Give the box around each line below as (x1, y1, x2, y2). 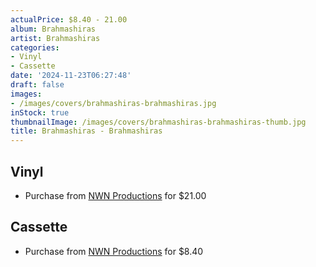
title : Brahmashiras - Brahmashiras (10, 126, 163, 136)
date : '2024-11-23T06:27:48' (10, 71, 132, 81)
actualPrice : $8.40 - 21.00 (10, 14, 128, 25)
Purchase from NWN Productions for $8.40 (24, 245, 204, 257)
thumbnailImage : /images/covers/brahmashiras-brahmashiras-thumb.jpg (10, 117, 307, 127)
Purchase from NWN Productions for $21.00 (24, 189, 207, 201)
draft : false (10, 80, 65, 90)
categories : (10, 42, 60, 53)
